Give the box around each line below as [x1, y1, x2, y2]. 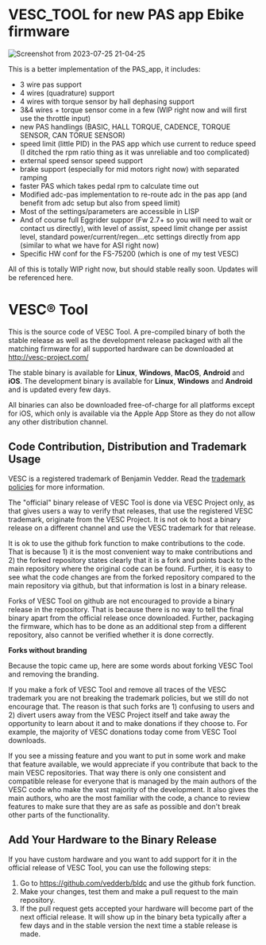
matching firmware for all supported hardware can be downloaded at [8, 344, 234, 353]
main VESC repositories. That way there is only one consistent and [8, 767, 226, 777]
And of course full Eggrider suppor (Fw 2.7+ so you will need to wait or [19, 215, 253, 225]
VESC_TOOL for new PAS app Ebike [8, 6, 245, 24]
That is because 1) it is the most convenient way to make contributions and [8, 547, 253, 556]
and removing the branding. [8, 669, 99, 678]
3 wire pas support [19, 80, 82, 89]
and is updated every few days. [8, 385, 111, 394]
